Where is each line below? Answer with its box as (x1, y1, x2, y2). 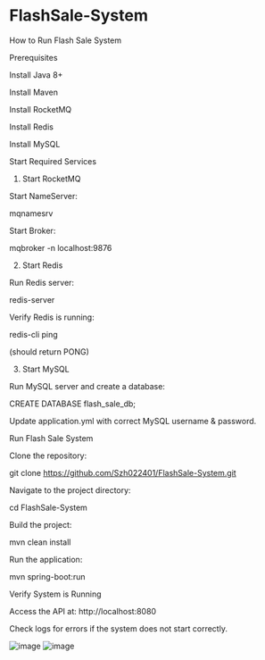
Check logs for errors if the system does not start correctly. (9, 622, 228, 634)
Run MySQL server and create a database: (9, 380, 165, 391)
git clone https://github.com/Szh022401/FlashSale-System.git (9, 467, 236, 478)
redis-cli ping (9, 329, 58, 339)
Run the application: (9, 554, 83, 564)
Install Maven (9, 87, 58, 97)
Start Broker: (9, 225, 56, 236)
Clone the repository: (9, 450, 87, 461)
